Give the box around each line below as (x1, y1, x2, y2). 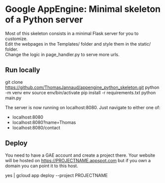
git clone (5, 79, 23, 85)
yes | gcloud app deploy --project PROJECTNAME (5, 172, 108, 178)
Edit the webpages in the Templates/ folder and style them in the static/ (5, 41, 151, 47)
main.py (5, 95, 21, 101)
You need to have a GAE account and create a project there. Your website (5, 152, 155, 158)
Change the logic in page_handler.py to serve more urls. (5, 51, 120, 58)
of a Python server (5, 14, 83, 25)
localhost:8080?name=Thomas (12, 119, 76, 125)
